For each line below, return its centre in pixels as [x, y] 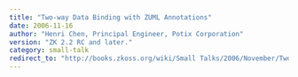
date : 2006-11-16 [41, 26]
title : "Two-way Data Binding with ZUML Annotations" [111, 17]
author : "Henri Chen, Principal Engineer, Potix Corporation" [126, 34]
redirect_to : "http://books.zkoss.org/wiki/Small [103, 58]
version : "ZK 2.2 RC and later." [71, 42]
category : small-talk [49, 50]
